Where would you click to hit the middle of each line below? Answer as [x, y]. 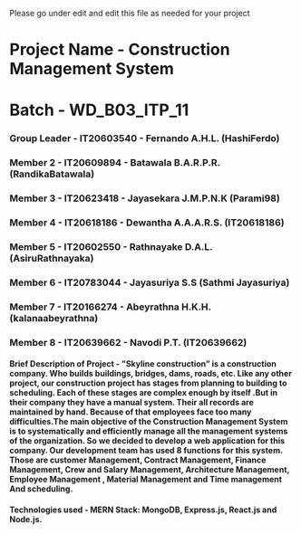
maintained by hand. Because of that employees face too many [131, 412]
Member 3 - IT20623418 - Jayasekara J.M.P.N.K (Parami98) [145, 198]
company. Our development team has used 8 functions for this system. [146, 451]
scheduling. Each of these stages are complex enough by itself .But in [144, 393]
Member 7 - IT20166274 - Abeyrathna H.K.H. [110, 307]
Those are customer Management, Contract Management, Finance [138, 460]
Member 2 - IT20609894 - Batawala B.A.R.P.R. [115, 163]
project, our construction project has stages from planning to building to [148, 383]
